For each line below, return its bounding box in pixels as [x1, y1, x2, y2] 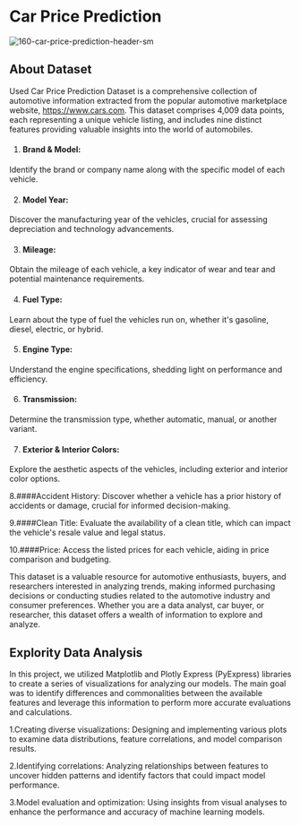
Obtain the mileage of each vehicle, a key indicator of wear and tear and [9, 264, 276, 275]
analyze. [9, 619, 41, 630]
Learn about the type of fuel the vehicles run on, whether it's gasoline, [9, 314, 269, 324]
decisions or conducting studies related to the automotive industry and [9, 590, 270, 601]
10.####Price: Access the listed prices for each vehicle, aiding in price [9, 545, 270, 555]
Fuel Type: [21, 294, 63, 305]
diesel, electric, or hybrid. [9, 323, 104, 334]
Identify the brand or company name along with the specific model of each [9, 164, 286, 175]
